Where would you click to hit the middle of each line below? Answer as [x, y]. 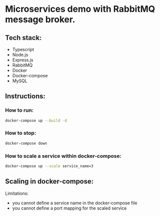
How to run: [19, 110]
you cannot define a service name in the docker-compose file [75, 203]
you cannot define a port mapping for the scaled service [69, 208]
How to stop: [21, 133]
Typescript [23, 49]
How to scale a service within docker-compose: [63, 156]
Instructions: [25, 96]
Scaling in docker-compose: [49, 181]
